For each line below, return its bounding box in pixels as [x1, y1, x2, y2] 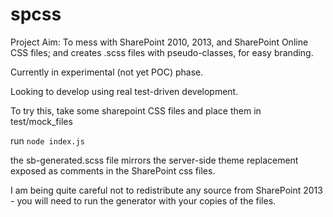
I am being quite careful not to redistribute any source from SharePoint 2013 [10, 184, 323, 196]
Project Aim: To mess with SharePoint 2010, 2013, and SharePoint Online [10, 36, 309, 48]
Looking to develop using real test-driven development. [10, 85, 239, 97]
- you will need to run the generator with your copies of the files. [10, 194, 277, 207]
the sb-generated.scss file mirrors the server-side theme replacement [10, 154, 299, 166]
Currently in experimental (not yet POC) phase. [10, 66, 204, 78]
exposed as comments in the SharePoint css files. [10, 164, 216, 177]
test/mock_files [10, 115, 73, 127]
